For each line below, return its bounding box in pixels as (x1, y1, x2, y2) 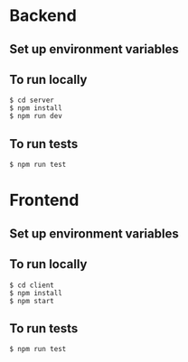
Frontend (9, 190, 80, 210)
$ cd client (9, 281, 54, 290)
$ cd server (9, 96, 54, 105)
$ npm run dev (9, 112, 63, 121)
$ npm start (9, 296, 54, 305)
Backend (9, 5, 77, 26)
